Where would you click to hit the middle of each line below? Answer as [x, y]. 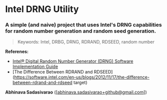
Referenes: [17, 51]
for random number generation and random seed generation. [81, 31]
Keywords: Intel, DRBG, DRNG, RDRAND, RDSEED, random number [86, 42]
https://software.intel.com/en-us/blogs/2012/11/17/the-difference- [82, 77]
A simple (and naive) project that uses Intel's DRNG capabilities [83, 25]
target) [80, 82]
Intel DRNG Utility [42, 9]
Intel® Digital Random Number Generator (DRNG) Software [73, 61]
